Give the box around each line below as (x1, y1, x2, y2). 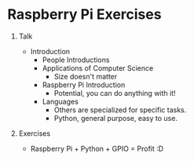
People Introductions (42, 55, 110, 64)
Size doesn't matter (53, 71, 118, 81)
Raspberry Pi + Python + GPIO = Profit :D (30, 144, 164, 153)
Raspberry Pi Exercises (7, 5, 162, 24)
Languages (42, 97, 79, 106)
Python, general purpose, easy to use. (53, 113, 178, 123)
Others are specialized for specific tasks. (53, 104, 187, 115)
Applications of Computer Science (42, 63, 154, 72)
